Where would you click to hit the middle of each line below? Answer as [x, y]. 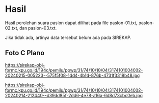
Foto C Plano [25, 53]
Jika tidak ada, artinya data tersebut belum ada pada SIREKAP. [68, 37]
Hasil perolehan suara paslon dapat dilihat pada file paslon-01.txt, [71, 23]
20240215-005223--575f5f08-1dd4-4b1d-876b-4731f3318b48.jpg [72, 75]
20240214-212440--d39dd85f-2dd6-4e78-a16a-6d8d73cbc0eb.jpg [74, 95]
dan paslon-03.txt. [38, 28]
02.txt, [12, 28]
